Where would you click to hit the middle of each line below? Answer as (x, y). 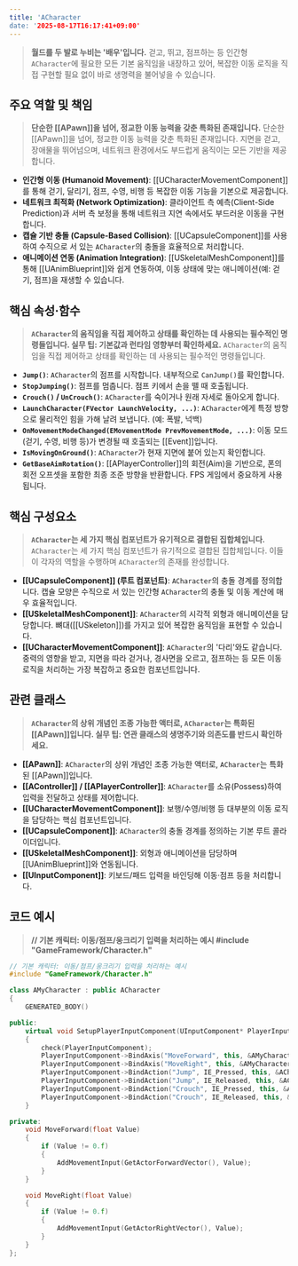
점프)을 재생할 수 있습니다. (79, 280)
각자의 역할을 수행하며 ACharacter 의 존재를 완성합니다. (135, 561)
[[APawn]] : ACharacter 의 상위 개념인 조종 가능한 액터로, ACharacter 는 (145, 764)
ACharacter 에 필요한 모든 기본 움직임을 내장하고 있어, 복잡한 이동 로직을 (155, 63)
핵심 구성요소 (43, 516)
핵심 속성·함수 (45, 310)
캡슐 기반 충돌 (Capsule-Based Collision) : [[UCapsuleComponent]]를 (146, 235)
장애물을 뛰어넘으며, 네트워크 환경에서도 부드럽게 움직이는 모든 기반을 (150, 150)
